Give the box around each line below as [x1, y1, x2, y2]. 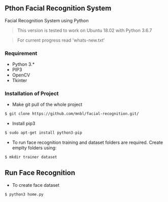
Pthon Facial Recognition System [5, 4, 112, 13]
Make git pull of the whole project [12, 101, 83, 108]
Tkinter [12, 77, 27, 84]
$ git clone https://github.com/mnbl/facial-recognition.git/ [5, 111, 139, 116]
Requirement [5, 50, 38, 57]
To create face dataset [12, 182, 59, 188]
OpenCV [12, 72, 30, 78]
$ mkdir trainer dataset [5, 154, 57, 160]
